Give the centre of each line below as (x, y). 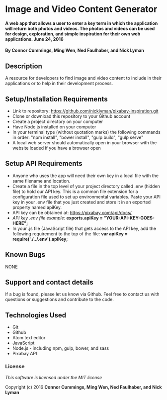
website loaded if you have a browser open (56, 148)
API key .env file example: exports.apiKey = (57, 218)
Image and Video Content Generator (81, 9)
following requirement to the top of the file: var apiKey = (70, 234)
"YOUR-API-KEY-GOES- (129, 218)
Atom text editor (29, 338)
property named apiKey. (37, 207)
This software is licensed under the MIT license (54, 377)
